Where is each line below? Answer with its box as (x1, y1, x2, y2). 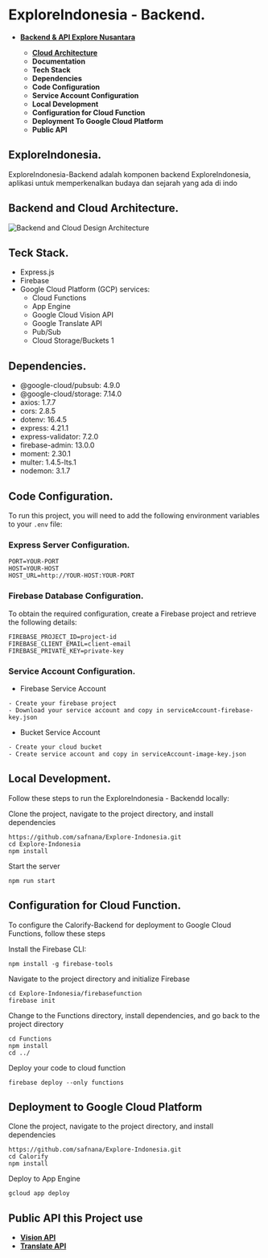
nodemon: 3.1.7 (19, 466, 71, 476)
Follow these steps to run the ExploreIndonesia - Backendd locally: (8, 793, 229, 802)
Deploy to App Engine (8, 1173, 80, 1184)
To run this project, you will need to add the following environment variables (8, 511, 260, 520)
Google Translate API (31, 319, 103, 328)
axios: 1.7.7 (19, 398, 56, 407)
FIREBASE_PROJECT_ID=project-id (8, 633, 117, 641)
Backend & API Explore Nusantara (19, 32, 135, 42)
